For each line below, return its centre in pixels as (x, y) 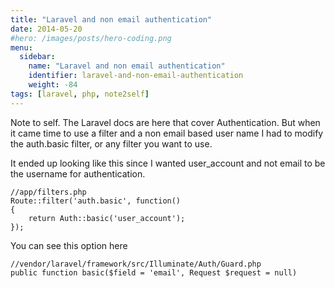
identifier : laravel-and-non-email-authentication (136, 76)
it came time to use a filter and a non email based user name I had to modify (167, 133)
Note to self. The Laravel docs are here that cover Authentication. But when (165, 122)
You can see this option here (69, 245)
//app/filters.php (48, 192)
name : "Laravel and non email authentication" (127, 66)
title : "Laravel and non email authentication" (111, 19)
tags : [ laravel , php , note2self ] (80, 94)
